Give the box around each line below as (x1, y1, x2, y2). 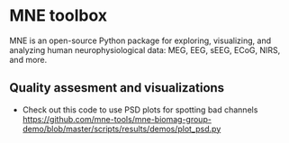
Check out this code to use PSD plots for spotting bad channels (22, 104, 258, 115)
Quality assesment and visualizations (9, 80, 225, 95)
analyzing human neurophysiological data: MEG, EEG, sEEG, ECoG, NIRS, (9, 44, 281, 55)
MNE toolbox (9, 5, 108, 26)
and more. (9, 54, 48, 65)
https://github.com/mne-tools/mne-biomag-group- (22, 113, 212, 124)
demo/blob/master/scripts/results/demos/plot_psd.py (22, 123, 221, 134)
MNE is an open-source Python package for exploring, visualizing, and (9, 35, 272, 46)
